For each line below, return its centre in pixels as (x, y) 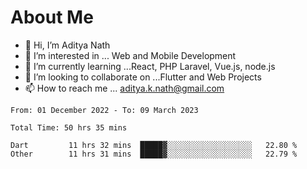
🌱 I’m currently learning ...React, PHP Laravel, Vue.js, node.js (150, 66)
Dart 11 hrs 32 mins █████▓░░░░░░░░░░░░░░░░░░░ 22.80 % (154, 145)
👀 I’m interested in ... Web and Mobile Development (130, 55)
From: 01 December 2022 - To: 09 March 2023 (104, 110)
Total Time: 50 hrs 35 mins (69, 127)
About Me (52, 17)
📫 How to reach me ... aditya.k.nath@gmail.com (124, 88)
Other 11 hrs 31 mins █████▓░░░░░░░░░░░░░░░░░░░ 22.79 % (154, 154)
